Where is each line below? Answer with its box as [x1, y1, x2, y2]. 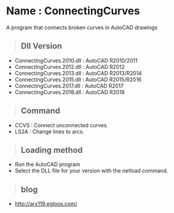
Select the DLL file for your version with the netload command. [14, 167, 168, 174]
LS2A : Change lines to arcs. [14, 128, 84, 135]
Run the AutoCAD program [14, 161, 80, 168]
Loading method [20, 145, 83, 155]
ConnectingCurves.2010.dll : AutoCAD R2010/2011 [14, 57, 138, 64]
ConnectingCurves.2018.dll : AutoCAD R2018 [14, 88, 125, 96]
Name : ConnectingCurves [6, 4, 140, 18]
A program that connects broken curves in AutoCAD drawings [6, 24, 158, 31]
